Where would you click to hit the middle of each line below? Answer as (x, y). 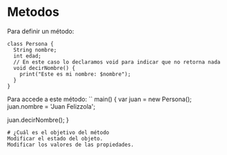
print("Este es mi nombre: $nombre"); (75, 74)
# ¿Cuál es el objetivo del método (58, 132)
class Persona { (30, 44)
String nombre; (35, 50)
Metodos (33, 12)
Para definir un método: (41, 31)
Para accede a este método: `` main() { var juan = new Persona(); (99, 99)
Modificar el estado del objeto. (55, 138)
